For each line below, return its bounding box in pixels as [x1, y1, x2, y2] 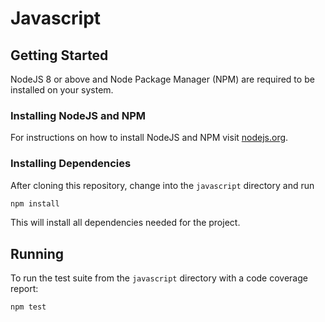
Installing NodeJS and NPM [10, 108, 147, 122]
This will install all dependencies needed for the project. [10, 217, 241, 229]
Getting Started [10, 47, 109, 64]
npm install [10, 198, 60, 209]
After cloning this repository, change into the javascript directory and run [10, 179, 315, 191]
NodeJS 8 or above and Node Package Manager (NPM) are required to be [10, 73, 315, 85]
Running [10, 245, 65, 262]
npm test [10, 302, 47, 312]
